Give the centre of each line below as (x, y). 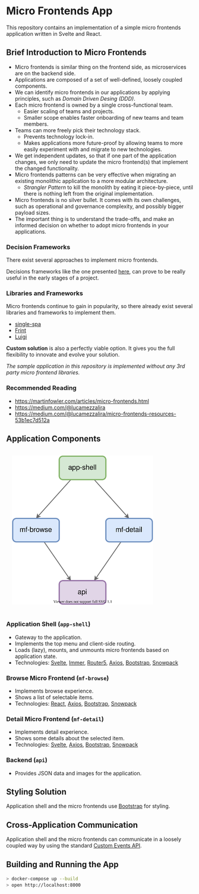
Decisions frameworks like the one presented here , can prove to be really (96, 272)
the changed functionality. (47, 168)
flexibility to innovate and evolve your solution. (63, 355)
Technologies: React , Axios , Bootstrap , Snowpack (76, 704)
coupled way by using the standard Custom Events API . (74, 846)
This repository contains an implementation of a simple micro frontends (94, 27)
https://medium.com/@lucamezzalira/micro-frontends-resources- (95, 414)
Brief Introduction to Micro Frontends (76, 53)
